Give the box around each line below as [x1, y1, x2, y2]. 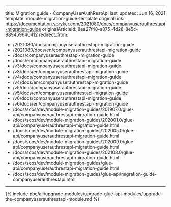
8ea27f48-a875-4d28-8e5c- [77, 26, 138, 32]
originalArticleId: [42, 26, 77, 32]
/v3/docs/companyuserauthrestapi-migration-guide [12, 63, 122, 69]
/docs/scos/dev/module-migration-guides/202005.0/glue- [12, 128, 136, 133]
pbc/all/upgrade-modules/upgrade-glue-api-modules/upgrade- [29, 191, 163, 197]
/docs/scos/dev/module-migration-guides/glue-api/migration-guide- [12, 171, 157, 177]
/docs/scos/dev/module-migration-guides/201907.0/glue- [12, 106, 134, 112]
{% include [5, 191, 28, 197]
